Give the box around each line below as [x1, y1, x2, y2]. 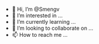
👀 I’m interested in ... [11, 12, 63, 19]
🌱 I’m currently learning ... [11, 18, 76, 25]
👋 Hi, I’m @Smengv [11, 6, 60, 12]
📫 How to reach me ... [11, 32, 68, 38]
